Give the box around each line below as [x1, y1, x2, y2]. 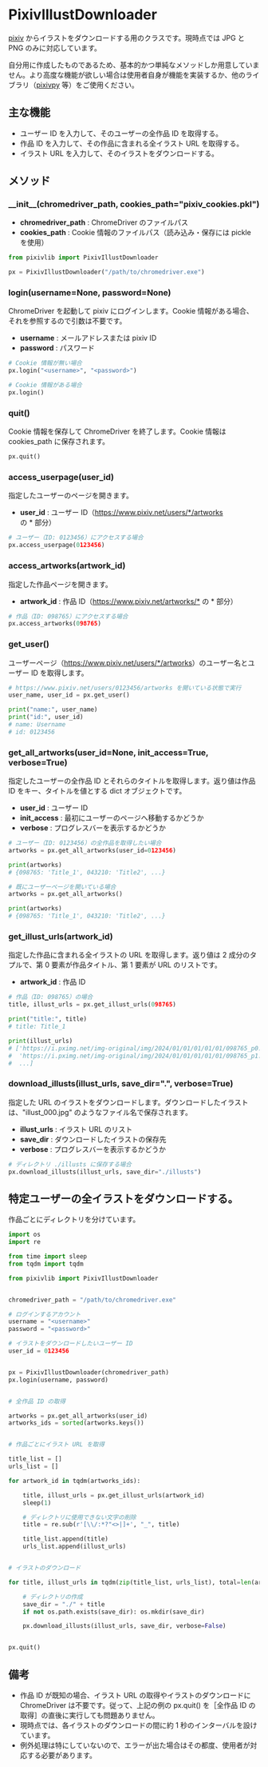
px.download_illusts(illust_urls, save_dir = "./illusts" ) [8, 1168, 202, 1176]
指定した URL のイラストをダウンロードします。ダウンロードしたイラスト [8, 1097, 249, 1107]
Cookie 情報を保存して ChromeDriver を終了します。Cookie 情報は [8, 426, 227, 437]
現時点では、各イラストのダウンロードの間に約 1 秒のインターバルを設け [19, 1720, 258, 1729]
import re [8, 1238, 41, 1246]
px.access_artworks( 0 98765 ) [8, 620, 102, 628]
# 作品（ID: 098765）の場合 [8, 993, 93, 1001]
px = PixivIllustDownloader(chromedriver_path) [8, 1368, 170, 1377]
